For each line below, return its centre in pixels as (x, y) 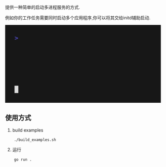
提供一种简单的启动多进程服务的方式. (43, 7)
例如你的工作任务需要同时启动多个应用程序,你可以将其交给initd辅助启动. (78, 18)
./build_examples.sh (35, 140)
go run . (23, 160)
